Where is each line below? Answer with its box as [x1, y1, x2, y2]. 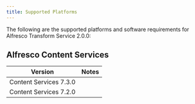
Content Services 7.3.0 [9, 78, 76, 86]
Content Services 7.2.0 [9, 88, 76, 96]
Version [30, 68, 54, 76]
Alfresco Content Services [6, 50, 109, 60]
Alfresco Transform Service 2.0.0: [6, 32, 91, 40]
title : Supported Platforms [6, 9, 78, 15]
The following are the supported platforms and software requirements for [6, 26, 190, 33]
